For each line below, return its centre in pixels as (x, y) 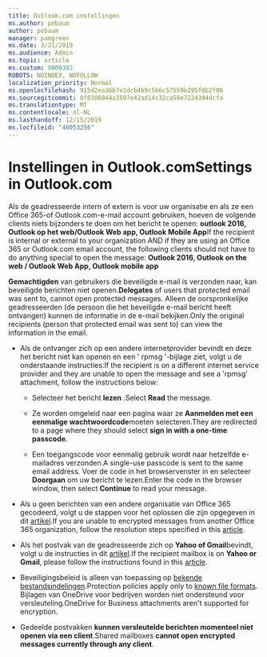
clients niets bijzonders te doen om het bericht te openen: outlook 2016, (127, 223)
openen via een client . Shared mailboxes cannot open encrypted (128, 635)
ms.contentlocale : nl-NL (50, 113)
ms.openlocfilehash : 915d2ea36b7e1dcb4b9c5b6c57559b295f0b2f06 (116, 90)
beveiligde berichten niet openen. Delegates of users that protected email (129, 290)
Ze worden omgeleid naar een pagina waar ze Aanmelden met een (142, 413)
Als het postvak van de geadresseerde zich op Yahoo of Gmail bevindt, (136, 545)
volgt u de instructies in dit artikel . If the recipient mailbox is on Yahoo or (138, 553)
